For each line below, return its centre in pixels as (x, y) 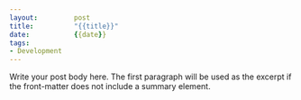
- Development (36, 51)
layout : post (50, 18)
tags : (19, 43)
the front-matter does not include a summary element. (110, 86)
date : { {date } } (58, 34)
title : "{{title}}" (64, 26)
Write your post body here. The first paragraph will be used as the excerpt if (150, 77)
